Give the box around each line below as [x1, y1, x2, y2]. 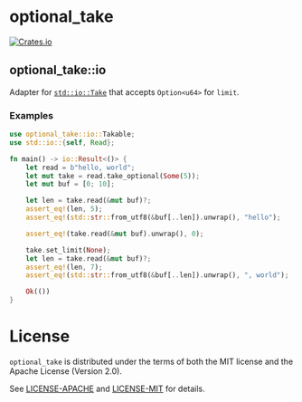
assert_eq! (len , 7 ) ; [25, 263, 103, 272]
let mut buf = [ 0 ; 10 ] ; [25, 179, 116, 189]
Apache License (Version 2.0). [9, 365, 122, 377]
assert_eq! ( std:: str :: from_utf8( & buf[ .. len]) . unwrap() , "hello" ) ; [25, 213, 281, 223]
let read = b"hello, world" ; [25, 163, 136, 172]
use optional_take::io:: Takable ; [9, 129, 136, 139]
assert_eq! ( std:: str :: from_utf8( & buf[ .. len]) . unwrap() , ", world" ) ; [25, 271, 289, 280]
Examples [9, 109, 54, 121]
